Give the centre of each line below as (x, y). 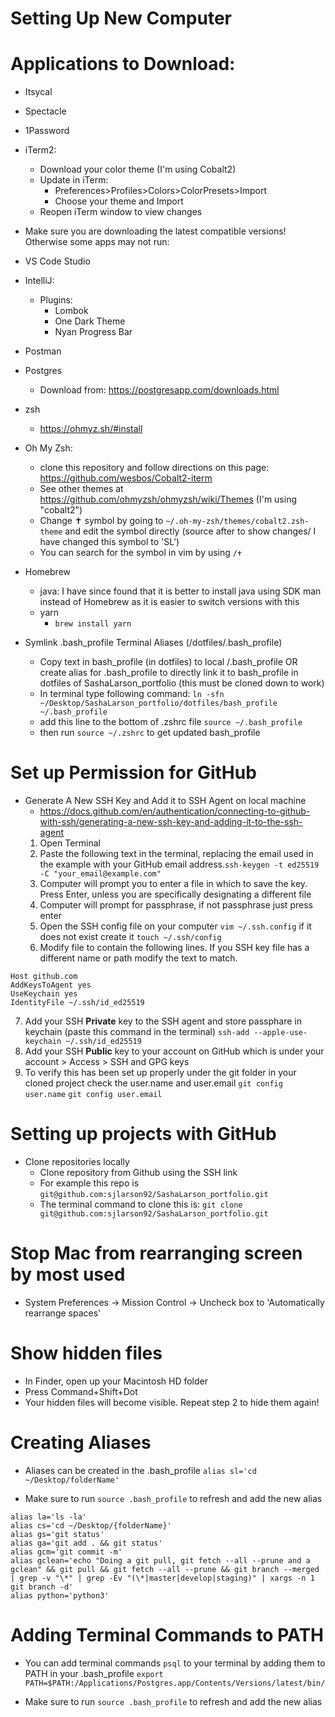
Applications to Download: (123, 64)
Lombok (71, 311)
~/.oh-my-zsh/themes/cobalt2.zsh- (237, 522)
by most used (68, 1274)
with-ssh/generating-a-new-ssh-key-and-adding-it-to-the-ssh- (171, 822)
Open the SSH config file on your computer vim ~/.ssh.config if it (175, 926)
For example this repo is (89, 1183)
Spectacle (45, 111)
